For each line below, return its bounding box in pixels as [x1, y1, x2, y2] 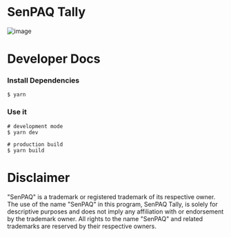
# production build [7, 141, 63, 148]
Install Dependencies [7, 76, 80, 85]
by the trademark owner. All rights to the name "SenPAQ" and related [7, 214, 203, 223]
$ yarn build [7, 147, 45, 154]
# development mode [7, 123, 63, 130]
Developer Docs [7, 51, 101, 67]
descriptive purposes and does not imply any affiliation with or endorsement [7, 207, 224, 216]
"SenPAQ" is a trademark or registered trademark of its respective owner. [7, 192, 216, 200]
